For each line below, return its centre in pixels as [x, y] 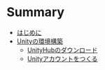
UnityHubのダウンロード [62, 50]
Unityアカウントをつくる [63, 58]
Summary [35, 12]
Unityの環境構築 [40, 41]
